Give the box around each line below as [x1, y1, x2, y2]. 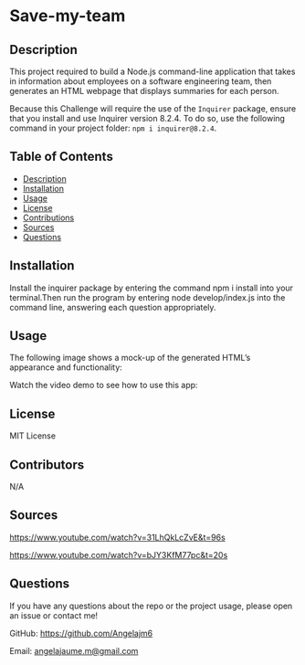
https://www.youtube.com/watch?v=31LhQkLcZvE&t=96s [9, 532, 226, 543]
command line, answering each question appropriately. [9, 301, 216, 312]
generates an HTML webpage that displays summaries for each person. [9, 86, 280, 96]
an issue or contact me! [9, 609, 99, 621]
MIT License [9, 430, 57, 441]
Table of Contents [9, 149, 114, 164]
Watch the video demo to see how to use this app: [9, 380, 198, 391]
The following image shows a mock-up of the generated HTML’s [9, 353, 251, 364]
